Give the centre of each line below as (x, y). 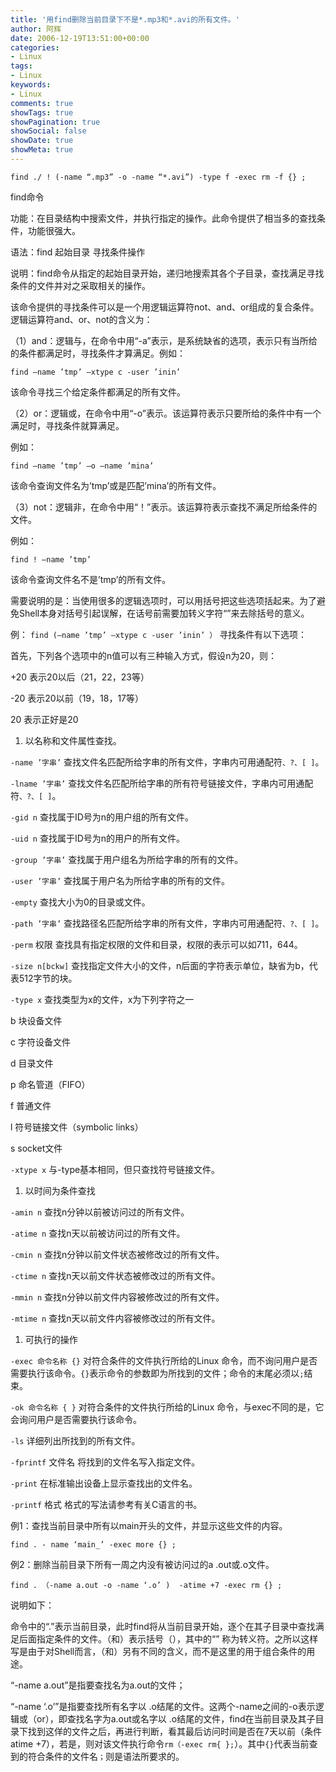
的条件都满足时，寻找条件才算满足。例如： (98, 353)
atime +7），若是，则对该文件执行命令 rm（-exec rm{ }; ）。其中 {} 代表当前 (160, 1743)
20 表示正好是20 (44, 719)
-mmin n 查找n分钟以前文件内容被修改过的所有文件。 (117, 1297)
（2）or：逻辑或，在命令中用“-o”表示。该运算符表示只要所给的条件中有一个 (166, 413)
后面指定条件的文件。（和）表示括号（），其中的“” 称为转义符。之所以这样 (168, 1638)
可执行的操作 (51, 1339)
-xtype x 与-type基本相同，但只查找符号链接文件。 (115, 1169)
